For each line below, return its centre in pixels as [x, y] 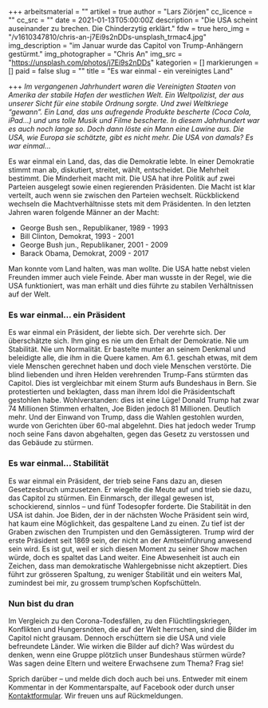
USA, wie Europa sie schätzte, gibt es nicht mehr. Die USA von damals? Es [131, 137]
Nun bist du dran [41, 603]
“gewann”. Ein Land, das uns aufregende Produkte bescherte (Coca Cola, [130, 112]
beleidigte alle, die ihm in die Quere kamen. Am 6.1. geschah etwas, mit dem [133, 358]
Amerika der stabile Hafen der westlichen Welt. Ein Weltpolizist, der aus [126, 95]
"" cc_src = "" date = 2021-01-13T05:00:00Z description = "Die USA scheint [133, 20]
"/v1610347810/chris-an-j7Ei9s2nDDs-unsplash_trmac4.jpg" [108, 37]
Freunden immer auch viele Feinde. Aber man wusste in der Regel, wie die [130, 277]
